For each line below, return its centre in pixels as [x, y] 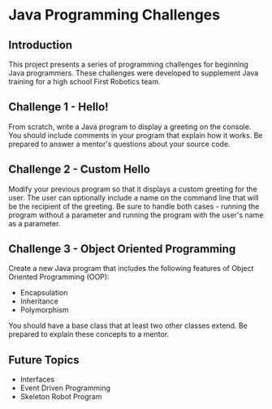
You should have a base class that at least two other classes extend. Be [128, 325]
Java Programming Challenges [114, 15]
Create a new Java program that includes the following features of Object [131, 269]
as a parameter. [35, 223]
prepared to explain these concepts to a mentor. [89, 334]
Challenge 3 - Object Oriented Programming [122, 249]
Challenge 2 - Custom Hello [79, 169]
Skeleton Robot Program [61, 397]
